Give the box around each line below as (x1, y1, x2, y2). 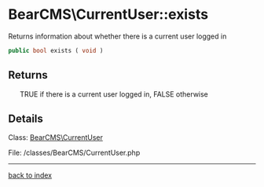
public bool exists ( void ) (8, 46, 104, 54)
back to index (8, 170, 53, 180)
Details (8, 112, 43, 126)
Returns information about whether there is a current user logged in (8, 31, 227, 41)
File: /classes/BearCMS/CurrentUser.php (8, 148, 141, 158)
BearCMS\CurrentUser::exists (8, 5, 209, 24)
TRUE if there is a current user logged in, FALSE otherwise (19, 89, 208, 99)
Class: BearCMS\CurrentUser (8, 133, 104, 142)
